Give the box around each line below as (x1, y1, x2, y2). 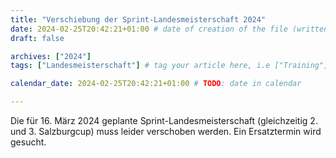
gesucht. (10, 136, 47, 148)
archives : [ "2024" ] (10, 51, 92, 61)
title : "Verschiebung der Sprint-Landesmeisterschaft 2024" (10, 14, 267, 25)
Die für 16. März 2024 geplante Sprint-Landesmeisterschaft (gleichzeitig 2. (10, 115, 318, 126)
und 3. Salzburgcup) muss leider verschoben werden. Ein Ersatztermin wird (10, 126, 322, 137)
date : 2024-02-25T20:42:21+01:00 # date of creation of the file (10, 24, 288, 34)
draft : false (10, 33, 65, 43)
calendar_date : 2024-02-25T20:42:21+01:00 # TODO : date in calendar (10, 79, 302, 89)
